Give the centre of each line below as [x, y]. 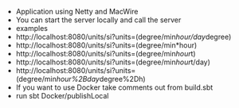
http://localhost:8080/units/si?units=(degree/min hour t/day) [113, 62]
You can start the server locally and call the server [98, 20]
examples [31, 28]
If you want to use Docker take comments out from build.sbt [114, 87]
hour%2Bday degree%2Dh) [101, 79]
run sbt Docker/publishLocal [62, 96]
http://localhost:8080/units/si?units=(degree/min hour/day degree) [123, 37]
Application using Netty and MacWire [77, 12]
